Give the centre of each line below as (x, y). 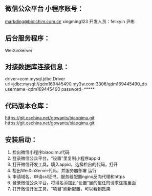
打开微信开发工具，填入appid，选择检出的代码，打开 (65, 164)
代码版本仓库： (28, 106)
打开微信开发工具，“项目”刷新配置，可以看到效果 (61, 189)
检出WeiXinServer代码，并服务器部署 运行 (54, 171)
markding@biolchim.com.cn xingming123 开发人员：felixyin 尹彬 (70, 21)
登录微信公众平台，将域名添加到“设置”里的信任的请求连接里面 (74, 183)
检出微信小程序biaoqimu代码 (41, 152)
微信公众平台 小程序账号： (44, 9)
